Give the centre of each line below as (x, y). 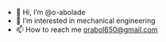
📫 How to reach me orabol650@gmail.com (87, 29)
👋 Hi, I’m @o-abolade (50, 12)
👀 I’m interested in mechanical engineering (86, 21)
